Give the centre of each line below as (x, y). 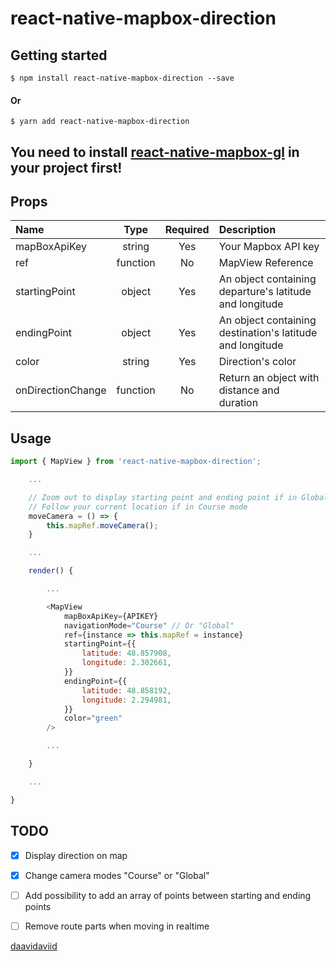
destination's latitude (268, 333)
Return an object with (269, 378)
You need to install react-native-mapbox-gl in (155, 152)
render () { (51, 571)
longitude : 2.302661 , (126, 663)
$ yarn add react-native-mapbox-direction (100, 122)
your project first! (66, 167)
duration (238, 403)
